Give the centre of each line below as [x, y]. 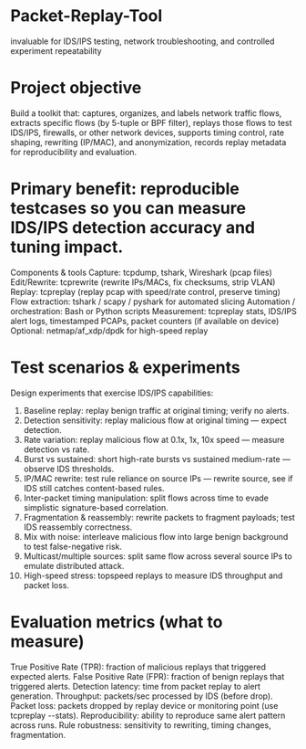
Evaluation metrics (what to [117, 622]
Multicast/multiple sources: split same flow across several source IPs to [158, 556]
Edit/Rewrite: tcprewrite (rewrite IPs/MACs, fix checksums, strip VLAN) [143, 282]
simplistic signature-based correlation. [96, 507]
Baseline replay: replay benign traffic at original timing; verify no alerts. [156, 410]
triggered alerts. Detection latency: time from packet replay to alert [135, 686]
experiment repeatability [56, 50]
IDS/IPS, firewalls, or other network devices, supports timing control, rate [148, 132]
